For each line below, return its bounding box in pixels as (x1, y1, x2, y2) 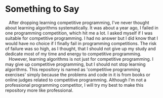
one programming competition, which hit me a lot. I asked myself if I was (5, 30, 153, 36)
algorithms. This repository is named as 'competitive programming (5, 66, 141, 72)
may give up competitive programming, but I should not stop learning (5, 61, 146, 67)
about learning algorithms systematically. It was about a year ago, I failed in (5, 24, 159, 30)
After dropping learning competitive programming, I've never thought (8, 20, 150, 25)
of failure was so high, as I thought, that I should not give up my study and (5, 46, 156, 51)
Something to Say (5, 3, 80, 15)
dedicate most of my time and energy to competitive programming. (5, 50, 142, 57)
